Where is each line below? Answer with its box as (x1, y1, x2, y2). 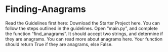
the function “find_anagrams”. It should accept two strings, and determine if (5, 30, 163, 36)
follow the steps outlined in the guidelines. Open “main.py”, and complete (5, 25, 158, 31)
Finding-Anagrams (5, 3, 86, 15)
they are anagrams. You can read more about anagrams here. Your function (5, 36, 163, 42)
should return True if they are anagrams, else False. (5, 41, 113, 47)
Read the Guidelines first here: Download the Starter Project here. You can (5, 20, 160, 26)
